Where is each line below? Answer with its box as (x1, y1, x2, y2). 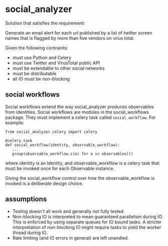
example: (5, 119, 24, 126)
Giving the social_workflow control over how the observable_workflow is (5, 175, 155, 181)
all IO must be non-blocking (12, 76, 70, 82)
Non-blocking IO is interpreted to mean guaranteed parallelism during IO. (12, 213, 163, 219)
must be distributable (12, 70, 57, 76)
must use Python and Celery (12, 54, 72, 61)
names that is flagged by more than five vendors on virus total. (5, 35, 135, 41)
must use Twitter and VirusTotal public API (12, 60, 100, 66)
